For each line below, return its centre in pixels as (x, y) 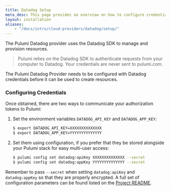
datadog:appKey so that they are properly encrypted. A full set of (73, 177)
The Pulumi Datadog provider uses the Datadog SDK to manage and (77, 43)
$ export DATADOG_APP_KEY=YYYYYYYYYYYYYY (57, 133)
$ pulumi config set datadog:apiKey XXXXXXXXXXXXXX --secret (79, 158)
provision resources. (27, 49)
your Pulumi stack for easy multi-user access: (61, 148)
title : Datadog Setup (28, 10)
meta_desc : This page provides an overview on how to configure (75, 15)
